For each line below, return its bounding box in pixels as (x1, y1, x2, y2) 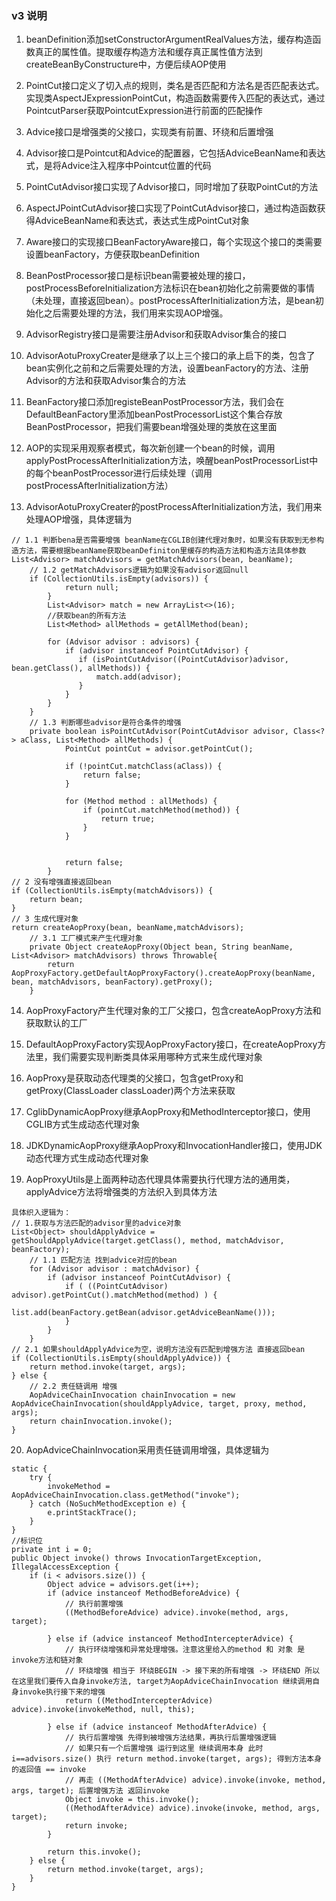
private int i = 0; (11, 1545, 93, 1555)
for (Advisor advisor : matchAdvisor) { (29, 1264, 200, 1274)
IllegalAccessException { (11, 1562, 119, 1572)
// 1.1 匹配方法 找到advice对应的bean (29, 1255, 178, 1266)
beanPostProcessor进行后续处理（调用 (52, 467, 213, 479)
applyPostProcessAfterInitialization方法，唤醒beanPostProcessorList (25, 455, 310, 467)
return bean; (29, 895, 84, 905)
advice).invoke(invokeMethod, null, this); (11, 1705, 196, 1715)
